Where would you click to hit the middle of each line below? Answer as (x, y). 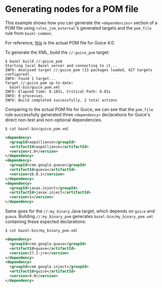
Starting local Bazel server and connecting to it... (61, 66)
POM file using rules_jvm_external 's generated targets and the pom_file (78, 28)
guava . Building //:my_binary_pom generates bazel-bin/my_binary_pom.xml (79, 216)
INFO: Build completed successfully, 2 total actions (61, 100)
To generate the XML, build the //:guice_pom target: (57, 52)
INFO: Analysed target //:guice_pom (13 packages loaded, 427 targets (79, 70)
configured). (18, 74)
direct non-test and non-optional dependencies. (54, 120)
